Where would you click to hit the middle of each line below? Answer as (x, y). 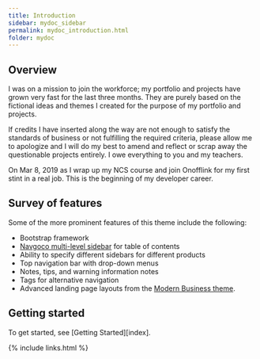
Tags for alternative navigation (69, 280)
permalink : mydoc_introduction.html (68, 30)
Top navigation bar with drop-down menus (89, 263)
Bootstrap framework (54, 238)
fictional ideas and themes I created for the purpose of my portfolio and (124, 106)
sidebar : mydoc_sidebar (47, 23)
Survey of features (55, 203)
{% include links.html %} (48, 348)
